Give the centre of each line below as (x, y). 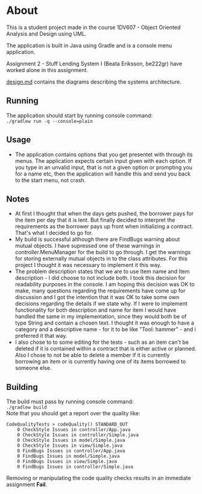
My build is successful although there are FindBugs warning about (97, 239)
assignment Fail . (27, 484)
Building (22, 387)
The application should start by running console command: (79, 115)
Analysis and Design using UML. (46, 33)
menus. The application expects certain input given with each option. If (103, 160)
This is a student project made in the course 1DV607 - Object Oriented (93, 27)
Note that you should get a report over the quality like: (73, 413)
